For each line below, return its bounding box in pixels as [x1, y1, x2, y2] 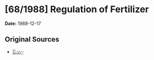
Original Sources [5, 35, 59, 44]
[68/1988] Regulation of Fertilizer [5, 4, 149, 15]
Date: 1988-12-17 [5, 20, 41, 26]
